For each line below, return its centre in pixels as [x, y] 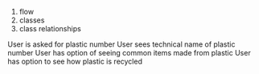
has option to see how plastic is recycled [75, 61]
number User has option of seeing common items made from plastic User [129, 53]
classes [32, 20]
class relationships [50, 29]
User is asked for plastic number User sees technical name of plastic [121, 44]
